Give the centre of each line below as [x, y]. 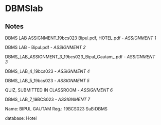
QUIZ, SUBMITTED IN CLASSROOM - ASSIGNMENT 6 [59, 90]
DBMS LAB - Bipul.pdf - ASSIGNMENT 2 [45, 47]
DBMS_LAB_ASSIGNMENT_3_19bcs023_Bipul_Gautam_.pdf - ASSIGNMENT [80, 57]
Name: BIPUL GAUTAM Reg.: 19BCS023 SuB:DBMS [56, 109]
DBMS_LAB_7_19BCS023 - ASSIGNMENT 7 [48, 99]
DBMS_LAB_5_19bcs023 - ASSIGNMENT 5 [47, 81]
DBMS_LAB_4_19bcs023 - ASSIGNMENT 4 [47, 71]
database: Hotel [21, 118]
